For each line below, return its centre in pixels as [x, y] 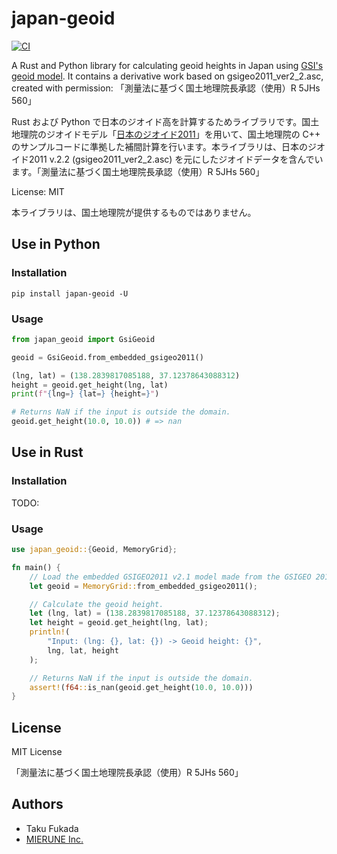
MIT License [37, 752]
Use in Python [56, 244]
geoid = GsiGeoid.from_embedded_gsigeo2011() [107, 357]
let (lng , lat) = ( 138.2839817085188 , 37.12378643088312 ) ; [155, 613]
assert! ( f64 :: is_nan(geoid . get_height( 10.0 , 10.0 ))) [141, 687]
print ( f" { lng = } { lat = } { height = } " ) [85, 394]
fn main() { [36, 567]
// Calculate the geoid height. [96, 604]
